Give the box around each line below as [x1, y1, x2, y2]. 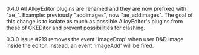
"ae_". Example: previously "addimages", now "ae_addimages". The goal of [6, 11, 194, 19]
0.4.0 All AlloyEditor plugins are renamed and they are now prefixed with [6, 5, 186, 12]
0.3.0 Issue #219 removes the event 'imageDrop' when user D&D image [6, 36, 184, 42]
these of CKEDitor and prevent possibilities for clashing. [6, 24, 146, 31]
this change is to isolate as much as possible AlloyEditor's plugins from [6, 18, 183, 25]
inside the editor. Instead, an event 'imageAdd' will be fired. [6, 42, 154, 49]
